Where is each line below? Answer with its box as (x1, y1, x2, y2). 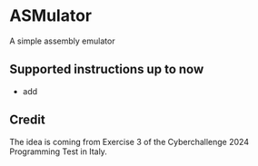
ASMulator (9, 5, 93, 26)
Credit (9, 112, 45, 128)
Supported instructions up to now (9, 62, 204, 77)
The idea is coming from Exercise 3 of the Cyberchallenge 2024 (9, 136, 250, 147)
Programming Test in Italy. (9, 146, 107, 157)
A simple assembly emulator (9, 35, 115, 46)
